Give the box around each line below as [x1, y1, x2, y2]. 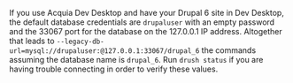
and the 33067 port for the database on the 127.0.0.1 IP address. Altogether [9, 26, 283, 36]
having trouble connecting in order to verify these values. [9, 64, 219, 74]
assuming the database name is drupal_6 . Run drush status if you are [9, 55, 264, 64]
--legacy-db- [56, 37, 104, 46]
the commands [201, 45, 257, 56]
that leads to [9, 35, 55, 46]
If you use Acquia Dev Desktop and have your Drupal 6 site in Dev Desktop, [9, 8, 285, 18]
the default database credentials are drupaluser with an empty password [9, 17, 275, 27]
